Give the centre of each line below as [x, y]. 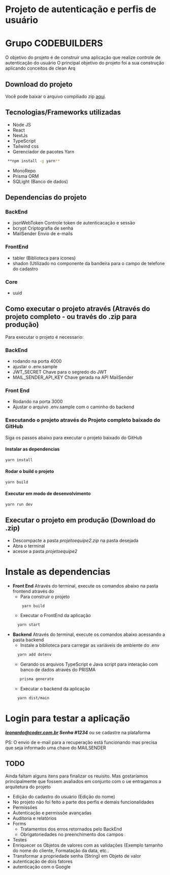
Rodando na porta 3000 [38, 402]
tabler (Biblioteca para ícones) [44, 258]
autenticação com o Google [42, 866]
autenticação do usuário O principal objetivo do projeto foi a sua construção [85, 63]
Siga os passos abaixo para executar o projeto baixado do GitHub [74, 437]
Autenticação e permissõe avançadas [52, 813]
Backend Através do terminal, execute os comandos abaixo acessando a [89, 635]
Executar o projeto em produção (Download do [80, 520]
